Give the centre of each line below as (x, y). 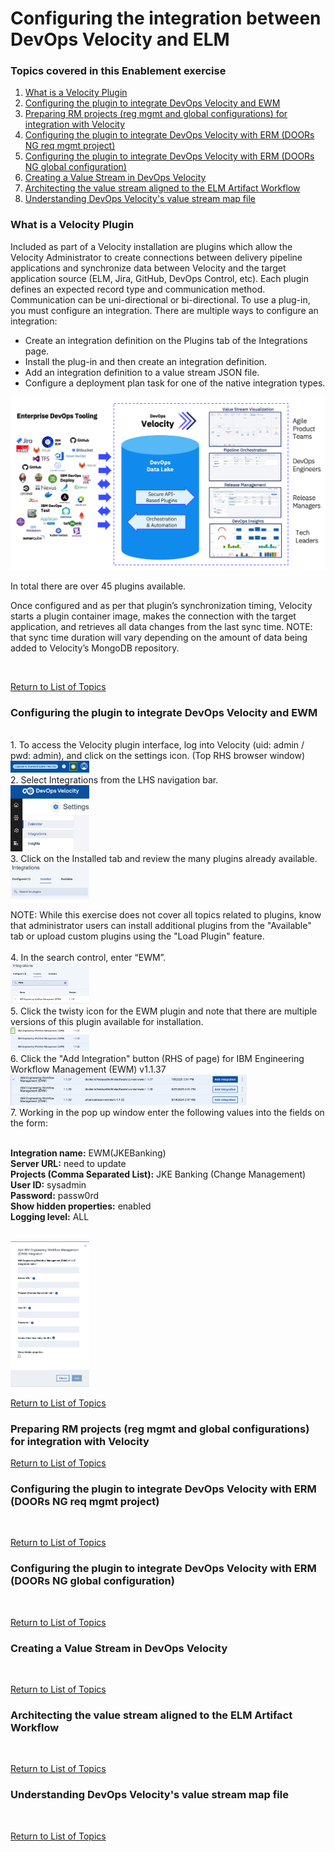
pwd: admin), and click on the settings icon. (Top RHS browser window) (158, 756)
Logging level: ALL (50, 1217)
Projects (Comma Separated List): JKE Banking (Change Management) (158, 1174)
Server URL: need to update (68, 1164)
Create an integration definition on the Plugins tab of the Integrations (166, 340)
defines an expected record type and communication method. (138, 289)
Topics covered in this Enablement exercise (118, 71)
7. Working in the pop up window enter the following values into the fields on (167, 1113)
